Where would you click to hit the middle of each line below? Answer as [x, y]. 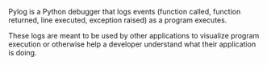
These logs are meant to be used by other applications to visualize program [134, 36]
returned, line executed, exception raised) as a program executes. [118, 20]
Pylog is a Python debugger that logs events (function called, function [125, 12]
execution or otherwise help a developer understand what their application [132, 44]
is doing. [23, 53]
